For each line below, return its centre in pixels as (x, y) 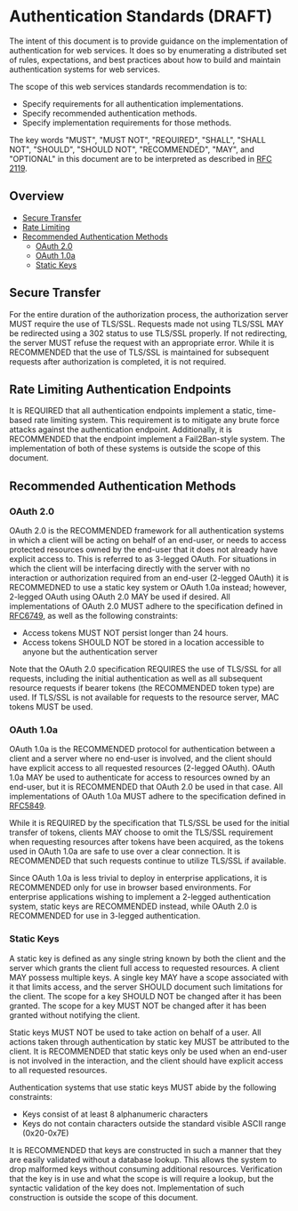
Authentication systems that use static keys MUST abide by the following (143, 1087)
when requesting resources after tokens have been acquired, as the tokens (147, 842)
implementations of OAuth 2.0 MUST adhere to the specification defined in (146, 606)
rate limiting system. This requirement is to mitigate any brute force (157, 421)
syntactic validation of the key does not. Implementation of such (127, 1188)
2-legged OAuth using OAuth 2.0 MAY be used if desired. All (120, 597)
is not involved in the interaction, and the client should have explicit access (146, 1061)
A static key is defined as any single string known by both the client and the (148, 958)
